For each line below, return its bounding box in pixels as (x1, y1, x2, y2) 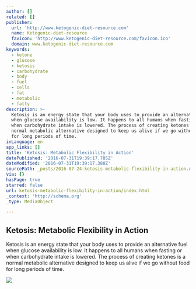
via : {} (6, 172, 25, 177)
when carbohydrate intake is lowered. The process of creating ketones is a (6, 253, 185, 260)
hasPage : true (6, 177, 41, 183)
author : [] (6, 8, 33, 15)
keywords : (6, 47, 30, 53)
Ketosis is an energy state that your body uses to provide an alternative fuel (6, 241, 188, 248)
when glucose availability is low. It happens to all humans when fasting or (6, 247, 183, 254)
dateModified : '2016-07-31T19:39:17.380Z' (6, 161, 111, 166)
